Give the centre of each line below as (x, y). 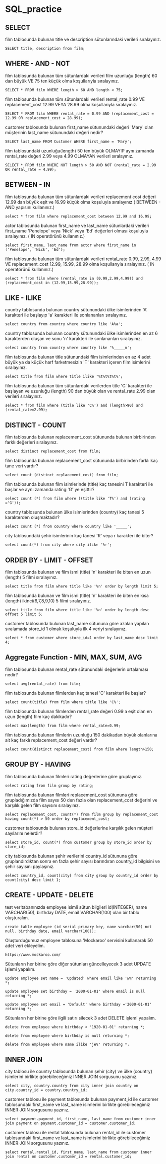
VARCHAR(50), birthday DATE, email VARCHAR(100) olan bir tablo (72, 912)
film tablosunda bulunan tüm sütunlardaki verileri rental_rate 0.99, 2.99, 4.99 (83, 259)
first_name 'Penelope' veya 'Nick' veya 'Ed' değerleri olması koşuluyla (77, 231)
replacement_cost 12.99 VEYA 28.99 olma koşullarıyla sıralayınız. (71, 104)
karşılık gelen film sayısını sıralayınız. (43, 805)
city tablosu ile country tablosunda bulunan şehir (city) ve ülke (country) (79, 1072)
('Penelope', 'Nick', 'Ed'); (35, 249)
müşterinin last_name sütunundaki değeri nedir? (54, 132)
